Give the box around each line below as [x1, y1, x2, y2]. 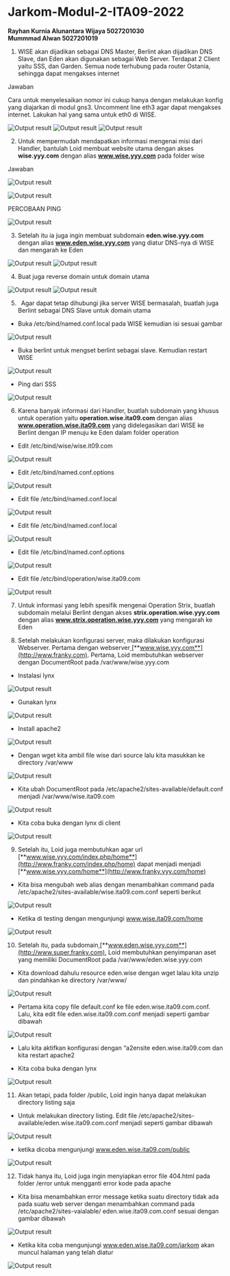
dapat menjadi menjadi [136, 860, 201, 868]
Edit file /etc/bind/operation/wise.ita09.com [17, 574, 141, 583]
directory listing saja [17, 1098, 75, 1106]
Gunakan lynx [17, 697, 57, 706]
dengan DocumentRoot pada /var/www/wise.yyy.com [17, 658, 170, 666]
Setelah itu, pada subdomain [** [17, 941, 109, 949]
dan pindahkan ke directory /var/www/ [17, 976, 127, 984]
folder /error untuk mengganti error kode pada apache [17, 1179, 172, 1187]
